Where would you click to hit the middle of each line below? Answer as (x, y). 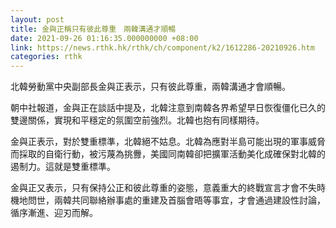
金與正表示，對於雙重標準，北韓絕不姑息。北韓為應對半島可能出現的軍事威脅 (168, 142)
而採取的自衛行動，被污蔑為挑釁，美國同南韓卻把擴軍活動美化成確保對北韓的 (168, 154)
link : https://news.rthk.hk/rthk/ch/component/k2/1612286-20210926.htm (162, 47)
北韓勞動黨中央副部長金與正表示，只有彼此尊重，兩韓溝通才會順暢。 (150, 87)
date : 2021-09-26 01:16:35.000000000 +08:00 (104, 38)
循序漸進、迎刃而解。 (54, 213)
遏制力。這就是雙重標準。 (63, 167)
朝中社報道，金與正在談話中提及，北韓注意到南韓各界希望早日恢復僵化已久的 (168, 108)
